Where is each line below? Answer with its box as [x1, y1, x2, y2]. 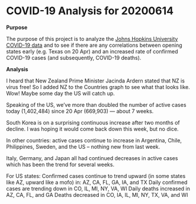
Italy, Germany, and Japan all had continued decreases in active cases [6, 154, 178, 161]
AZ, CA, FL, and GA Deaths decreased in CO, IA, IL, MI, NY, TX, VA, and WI [6, 191, 188, 198]
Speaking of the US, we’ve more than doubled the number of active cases [6, 101, 187, 108]
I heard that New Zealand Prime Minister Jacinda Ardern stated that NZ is [6, 77, 185, 84]
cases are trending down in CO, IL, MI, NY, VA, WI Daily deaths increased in [6, 185, 191, 192]
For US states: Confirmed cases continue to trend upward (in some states [6, 172, 186, 179]
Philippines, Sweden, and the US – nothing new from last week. [6, 143, 160, 150]
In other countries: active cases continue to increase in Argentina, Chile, [6, 136, 182, 144]
